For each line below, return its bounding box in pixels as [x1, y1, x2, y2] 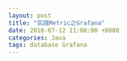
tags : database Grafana [8, 41, 88, 49]
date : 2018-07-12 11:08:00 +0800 [8, 26, 120, 34]
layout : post [8, 11, 52, 20]
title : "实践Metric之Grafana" [8, 19, 105, 27]
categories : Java [8, 33, 66, 42]
